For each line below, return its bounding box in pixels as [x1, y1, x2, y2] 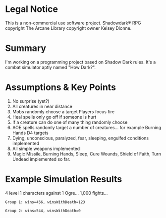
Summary [5, 43, 46, 54]
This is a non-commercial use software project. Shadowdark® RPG [5, 20, 141, 26]
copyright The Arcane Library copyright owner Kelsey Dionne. [5, 25, 132, 31]
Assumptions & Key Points [5, 82, 116, 93]
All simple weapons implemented [12, 145, 80, 151]
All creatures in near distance [12, 103, 73, 109]
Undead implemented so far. [12, 156, 71, 162]
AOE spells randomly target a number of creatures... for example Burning [12, 124, 162, 130]
